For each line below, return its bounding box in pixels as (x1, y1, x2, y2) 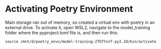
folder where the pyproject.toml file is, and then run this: (5, 30, 118, 35)
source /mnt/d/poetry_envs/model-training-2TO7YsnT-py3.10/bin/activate (5, 39, 157, 44)
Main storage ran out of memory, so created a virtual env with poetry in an (5, 19, 155, 25)
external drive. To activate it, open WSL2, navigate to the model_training (5, 24, 150, 30)
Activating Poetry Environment (5, 3, 133, 15)
